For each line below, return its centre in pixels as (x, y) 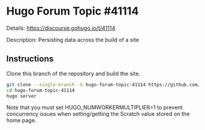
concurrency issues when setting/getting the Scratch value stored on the (98, 114)
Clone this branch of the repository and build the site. (73, 74)
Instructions (30, 59)
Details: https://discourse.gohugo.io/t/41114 (61, 28)
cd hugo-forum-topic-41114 (41, 90)
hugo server (21, 96)
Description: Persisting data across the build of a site (73, 39)
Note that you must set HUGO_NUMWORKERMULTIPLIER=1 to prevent (95, 108)
